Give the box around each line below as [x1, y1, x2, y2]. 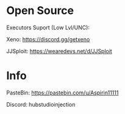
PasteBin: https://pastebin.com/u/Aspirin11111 [6, 89, 119, 96]
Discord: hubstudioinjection [6, 101, 76, 108]
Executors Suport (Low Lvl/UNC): [6, 24, 90, 31]
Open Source [6, 4, 74, 18]
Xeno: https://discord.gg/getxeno [6, 35, 90, 43]
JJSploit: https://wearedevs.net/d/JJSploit [6, 47, 113, 55]
